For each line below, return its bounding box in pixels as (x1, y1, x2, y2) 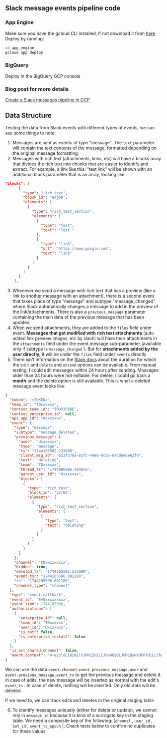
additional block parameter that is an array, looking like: (12, 171, 126, 177)
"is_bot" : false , (18, 629, 55, 635)
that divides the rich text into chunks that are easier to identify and (12, 161, 149, 167)
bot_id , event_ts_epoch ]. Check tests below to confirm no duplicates (12, 723, 156, 729)
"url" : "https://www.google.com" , (40, 246, 112, 251)
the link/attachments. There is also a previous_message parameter (12, 309, 146, 315)
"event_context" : (9, 653, 46, 658)
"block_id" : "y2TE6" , (27, 490, 72, 495)
